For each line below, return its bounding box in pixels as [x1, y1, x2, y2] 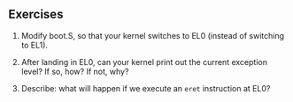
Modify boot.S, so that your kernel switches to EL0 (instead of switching [20, 30, 285, 40]
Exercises [8, 7, 64, 22]
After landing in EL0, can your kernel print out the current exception [20, 56, 267, 67]
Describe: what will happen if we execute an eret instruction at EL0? [20, 83, 271, 93]
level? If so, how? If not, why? [20, 66, 129, 76]
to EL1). [20, 40, 49, 50]
